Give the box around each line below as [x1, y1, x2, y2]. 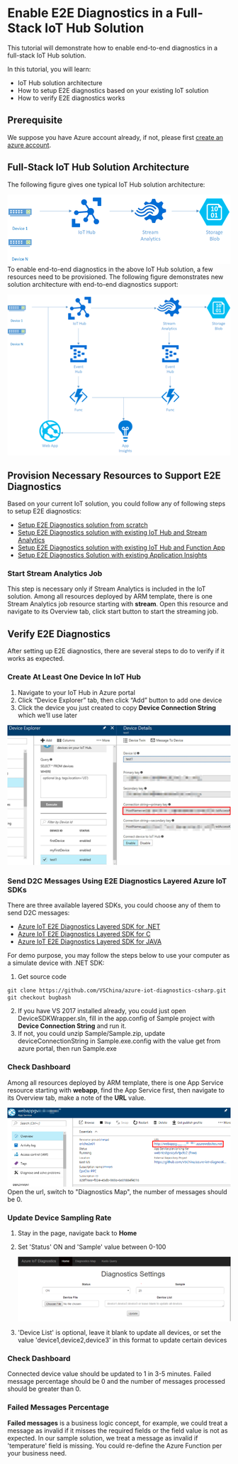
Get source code [17, 973, 67, 981]
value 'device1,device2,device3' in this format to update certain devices [17, 1336, 227, 1345]
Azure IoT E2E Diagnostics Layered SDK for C [17, 930, 151, 939]
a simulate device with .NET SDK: [7, 958, 105, 967]
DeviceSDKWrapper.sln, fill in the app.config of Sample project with [17, 1014, 215, 1023]
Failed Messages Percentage [7, 1402, 110, 1412]
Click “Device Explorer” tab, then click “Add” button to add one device [17, 696, 222, 704]
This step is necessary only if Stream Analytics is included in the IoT [7, 584, 206, 594]
